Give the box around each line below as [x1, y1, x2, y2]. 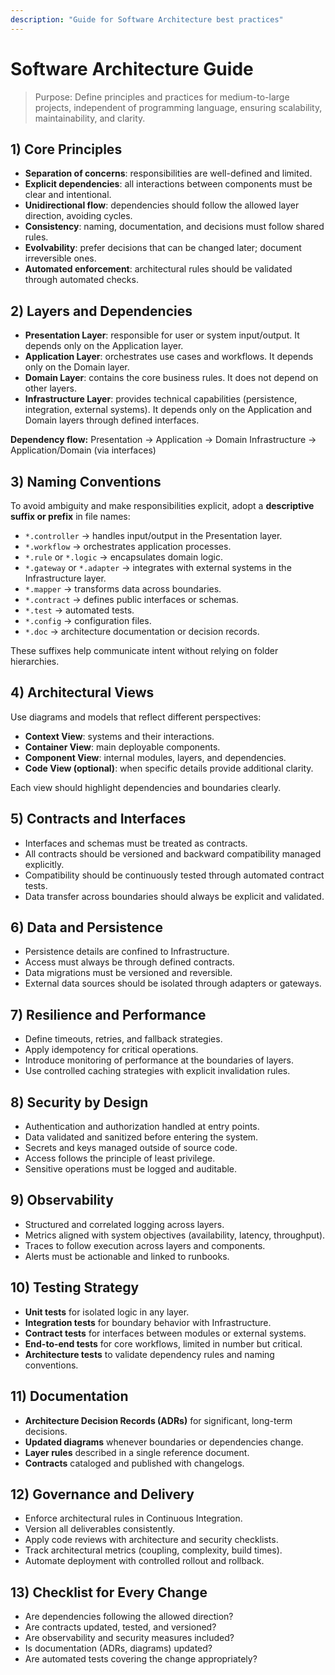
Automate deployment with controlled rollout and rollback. [24, 1555, 265, 1567]
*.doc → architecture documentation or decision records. [24, 626, 260, 637]
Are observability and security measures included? [24, 1632, 235, 1644]
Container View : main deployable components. [24, 741, 221, 753]
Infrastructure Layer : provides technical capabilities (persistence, [24, 393, 298, 405]
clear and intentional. [24, 189, 112, 201]
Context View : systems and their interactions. [24, 730, 215, 742]
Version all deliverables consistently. [24, 1523, 176, 1535]
